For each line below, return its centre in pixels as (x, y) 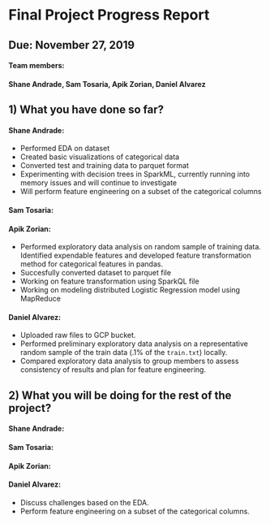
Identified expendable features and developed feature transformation (135, 256)
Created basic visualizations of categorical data (100, 157)
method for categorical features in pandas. (92, 264)
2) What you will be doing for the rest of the (120, 395)
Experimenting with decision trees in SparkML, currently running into (135, 174)
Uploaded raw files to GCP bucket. (78, 336)
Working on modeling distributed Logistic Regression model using (130, 290)
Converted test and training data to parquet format (104, 166)
